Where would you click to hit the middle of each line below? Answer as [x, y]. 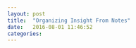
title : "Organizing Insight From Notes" [69, 20]
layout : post [26, 14]
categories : [25, 34]
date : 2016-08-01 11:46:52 [50, 27]
